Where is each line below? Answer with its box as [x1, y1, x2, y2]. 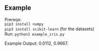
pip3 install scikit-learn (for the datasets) [4, 26, 95, 32]
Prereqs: [4, 16, 22, 22]
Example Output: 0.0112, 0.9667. [4, 40, 69, 46]
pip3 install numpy [4, 22, 44, 26]
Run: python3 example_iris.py [4, 31, 65, 37]
